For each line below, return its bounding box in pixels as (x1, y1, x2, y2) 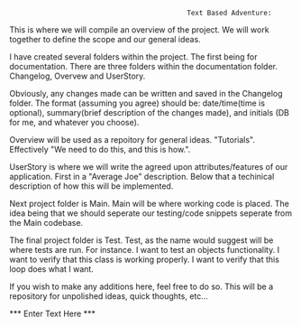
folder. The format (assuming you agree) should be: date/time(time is (9, 98, 266, 108)
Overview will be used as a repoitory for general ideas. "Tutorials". (9, 135, 255, 144)
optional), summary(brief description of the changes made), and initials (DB (9, 107, 290, 117)
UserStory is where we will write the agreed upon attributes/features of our (9, 162, 288, 172)
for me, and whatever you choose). (9, 117, 140, 127)
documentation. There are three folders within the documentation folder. (9, 61, 278, 71)
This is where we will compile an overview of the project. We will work (9, 24, 269, 35)
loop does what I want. (9, 264, 95, 275)
